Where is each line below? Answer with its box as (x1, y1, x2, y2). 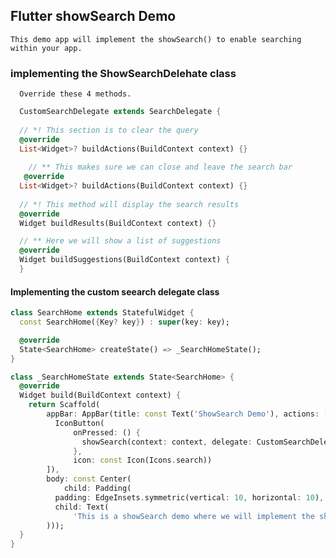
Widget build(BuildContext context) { (19, 390, 182, 401)
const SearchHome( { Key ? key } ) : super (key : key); (19, 317, 230, 328)
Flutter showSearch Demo (10, 8, 177, 25)
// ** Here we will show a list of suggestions (19, 236, 222, 246)
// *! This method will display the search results (19, 199, 240, 209)
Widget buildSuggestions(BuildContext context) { (19, 255, 230, 265)
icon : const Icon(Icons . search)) (73, 455, 213, 466)
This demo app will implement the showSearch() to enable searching (10, 34, 302, 44)
